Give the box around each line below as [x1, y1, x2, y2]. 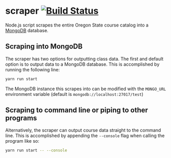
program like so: [5, 138, 39, 144]
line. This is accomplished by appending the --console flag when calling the [5, 133, 165, 139]
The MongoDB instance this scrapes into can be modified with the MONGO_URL [5, 86, 166, 92]
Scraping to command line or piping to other [5, 106, 148, 115]
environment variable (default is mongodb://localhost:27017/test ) [5, 91, 144, 97]
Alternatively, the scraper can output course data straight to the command [5, 127, 161, 134]
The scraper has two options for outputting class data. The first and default [5, 56, 164, 62]
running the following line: [5, 66, 60, 72]
